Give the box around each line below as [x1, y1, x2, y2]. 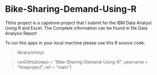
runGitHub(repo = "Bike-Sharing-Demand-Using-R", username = [17, 59, 148, 65]
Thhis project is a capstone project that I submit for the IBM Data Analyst [5, 20, 152, 26]
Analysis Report [5, 30, 37, 36]
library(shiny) [17, 49, 44, 55]
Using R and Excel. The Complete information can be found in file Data [5, 25, 148, 31]
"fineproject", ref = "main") [17, 64, 72, 70]
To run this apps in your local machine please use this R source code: [5, 39, 146, 45]
